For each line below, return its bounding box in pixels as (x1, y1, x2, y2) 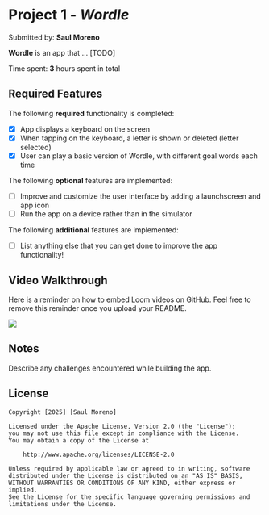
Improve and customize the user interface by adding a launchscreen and (19, 191, 262, 201)
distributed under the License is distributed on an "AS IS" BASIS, (8, 471, 243, 479)
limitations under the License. (8, 500, 117, 508)
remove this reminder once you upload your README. (8, 303, 187, 312)
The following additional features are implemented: (8, 225, 179, 235)
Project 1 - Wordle (8, 6, 130, 24)
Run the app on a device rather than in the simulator (19, 209, 192, 219)
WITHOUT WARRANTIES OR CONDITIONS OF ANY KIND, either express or (8, 479, 236, 487)
